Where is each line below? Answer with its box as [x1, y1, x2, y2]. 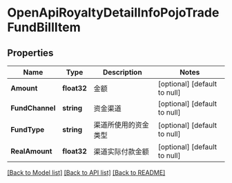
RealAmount [10, 146, 52, 156]
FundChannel [10, 104, 56, 113]
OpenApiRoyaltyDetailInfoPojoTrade [7, 5, 220, 21]
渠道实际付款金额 [93, 147, 150, 156]
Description [102, 68, 143, 77]
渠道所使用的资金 [93, 120, 150, 129]
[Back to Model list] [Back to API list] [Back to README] [7, 168, 166, 177]
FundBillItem [7, 19, 81, 35]
